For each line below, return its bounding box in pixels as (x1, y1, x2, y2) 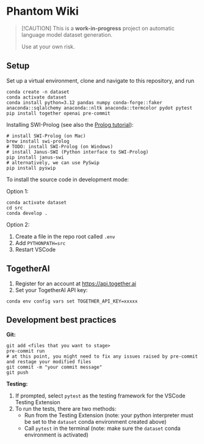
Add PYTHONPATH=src (15, 239, 66, 246)
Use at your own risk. (21, 43, 75, 50)
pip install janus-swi (6, 154, 64, 160)
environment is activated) (24, 431, 89, 438)
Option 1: (6, 187, 29, 195)
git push (6, 369, 29, 376)
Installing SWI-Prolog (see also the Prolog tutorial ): (6, 121, 134, 128)
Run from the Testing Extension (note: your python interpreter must (24, 412, 194, 419)
